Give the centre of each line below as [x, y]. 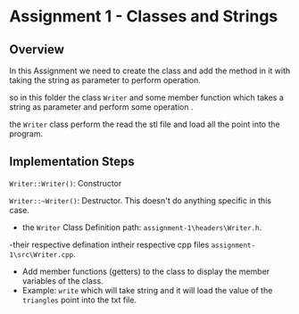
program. [26, 134]
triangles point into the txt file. [79, 300]
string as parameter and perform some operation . [101, 107]
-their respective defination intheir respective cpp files [109, 244]
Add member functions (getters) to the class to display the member [146, 271]
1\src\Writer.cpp [42, 255]
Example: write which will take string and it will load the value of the [147, 290]
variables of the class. [63, 281]
